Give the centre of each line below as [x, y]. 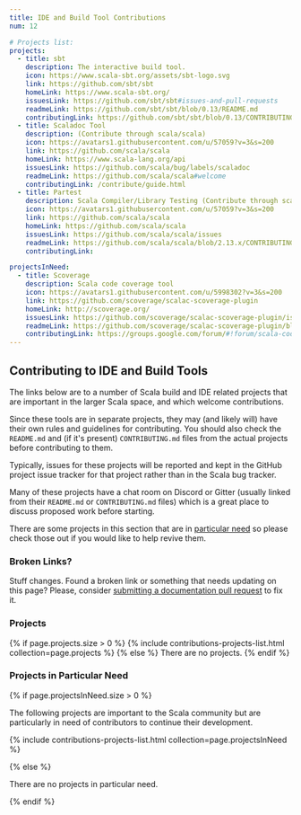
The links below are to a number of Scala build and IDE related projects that [149, 392]
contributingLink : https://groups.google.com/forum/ [126, 334]
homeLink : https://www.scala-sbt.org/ [98, 92]
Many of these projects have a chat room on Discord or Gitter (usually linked [150, 492]
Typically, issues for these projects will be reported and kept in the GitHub [146, 465]
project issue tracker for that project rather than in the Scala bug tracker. [143, 474]
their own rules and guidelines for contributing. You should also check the [146, 429]
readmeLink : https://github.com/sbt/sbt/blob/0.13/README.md [142, 109]
